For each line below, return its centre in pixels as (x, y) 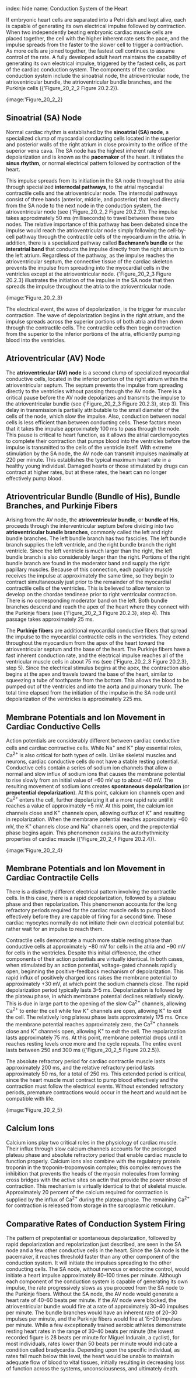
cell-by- (177, 230)
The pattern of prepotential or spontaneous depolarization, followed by (91, 1238)
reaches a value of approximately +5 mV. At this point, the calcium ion (90, 806)
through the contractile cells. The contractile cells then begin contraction (94, 328)
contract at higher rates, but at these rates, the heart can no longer (86, 472)
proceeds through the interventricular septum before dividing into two (90, 526)
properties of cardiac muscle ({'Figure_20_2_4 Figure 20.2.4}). (81, 839)
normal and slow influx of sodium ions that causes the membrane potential (96, 774)
